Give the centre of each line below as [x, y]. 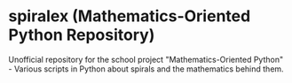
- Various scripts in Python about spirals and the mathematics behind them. [146, 69]
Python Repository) [82, 35]
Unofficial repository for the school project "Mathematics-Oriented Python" [146, 59]
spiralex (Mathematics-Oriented [130, 16]
